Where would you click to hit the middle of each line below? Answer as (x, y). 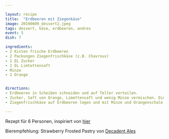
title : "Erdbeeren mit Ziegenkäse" (44, 19)
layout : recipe (21, 14)
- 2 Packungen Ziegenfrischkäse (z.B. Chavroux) (57, 56)
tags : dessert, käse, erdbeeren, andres (48, 28)
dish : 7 (13, 38)
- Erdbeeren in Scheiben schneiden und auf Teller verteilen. (72, 93)
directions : (18, 89)
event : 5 (14, 33)
